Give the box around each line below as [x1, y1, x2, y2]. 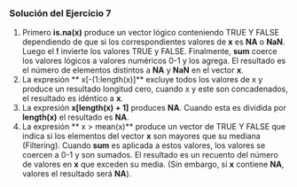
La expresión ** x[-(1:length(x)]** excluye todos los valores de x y [21, 74, 263, 85]
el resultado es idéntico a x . [21, 93, 124, 104]
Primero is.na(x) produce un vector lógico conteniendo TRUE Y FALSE [21, 27, 279, 38]
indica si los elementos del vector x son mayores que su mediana [21, 131, 262, 142]
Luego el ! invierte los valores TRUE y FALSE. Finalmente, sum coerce [21, 46, 277, 57]
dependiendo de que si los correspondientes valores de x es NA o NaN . [21, 36, 285, 47]
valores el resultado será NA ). [21, 168, 132, 179]
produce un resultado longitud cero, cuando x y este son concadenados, [21, 83, 288, 95]
